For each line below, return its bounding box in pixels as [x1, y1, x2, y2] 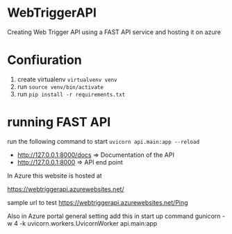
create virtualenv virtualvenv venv [17, 75, 117, 83]
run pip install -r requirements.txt [17, 90, 126, 98]
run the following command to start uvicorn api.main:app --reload [7, 137, 200, 145]
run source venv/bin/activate [17, 82, 104, 91]
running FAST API [7, 115, 111, 130]
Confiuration [7, 52, 82, 68]
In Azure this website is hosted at [7, 172, 102, 180]
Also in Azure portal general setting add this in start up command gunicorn [7, 212, 221, 220]
